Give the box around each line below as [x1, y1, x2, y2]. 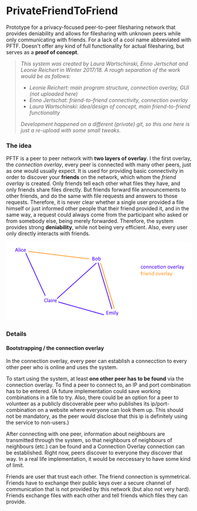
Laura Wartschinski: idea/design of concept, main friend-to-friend [29, 103, 191, 110]
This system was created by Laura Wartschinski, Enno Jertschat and [20, 60, 188, 67]
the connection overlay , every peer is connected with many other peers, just [6, 161, 191, 169]
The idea [6, 141, 32, 150]
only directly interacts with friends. [6, 230, 91, 237]
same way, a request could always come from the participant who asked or [6, 211, 188, 219]
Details [6, 330, 27, 338]
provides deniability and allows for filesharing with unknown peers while [6, 29, 181, 37]
